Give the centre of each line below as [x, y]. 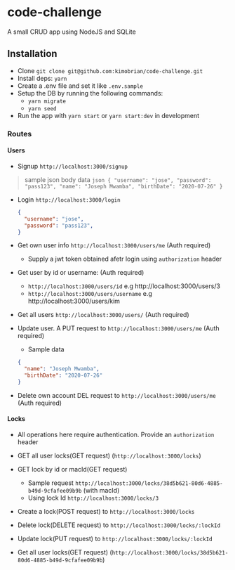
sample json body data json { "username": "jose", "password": [118, 179]
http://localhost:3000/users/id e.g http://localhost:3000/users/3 [124, 286]
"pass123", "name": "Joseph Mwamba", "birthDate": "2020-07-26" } [123, 186]
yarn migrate [47, 101]
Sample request [51, 483]
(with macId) [101, 491]
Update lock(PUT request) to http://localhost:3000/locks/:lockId [115, 539]
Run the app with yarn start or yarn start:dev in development [108, 115]
